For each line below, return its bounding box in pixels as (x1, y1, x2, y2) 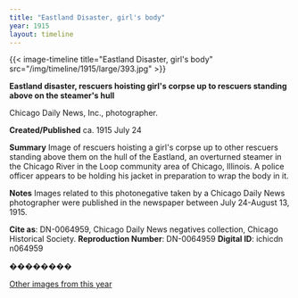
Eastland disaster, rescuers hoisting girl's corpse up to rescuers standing (9, 81, 287, 92)
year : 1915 (9, 21, 50, 30)
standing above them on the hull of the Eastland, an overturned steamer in (9, 152, 283, 162)
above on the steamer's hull (9, 90, 115, 101)
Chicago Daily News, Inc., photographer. (9, 108, 158, 119)
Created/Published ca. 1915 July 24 (9, 125, 142, 136)
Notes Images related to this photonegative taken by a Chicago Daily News (9, 188, 286, 199)
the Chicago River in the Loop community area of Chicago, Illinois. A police (9, 161, 285, 172)
